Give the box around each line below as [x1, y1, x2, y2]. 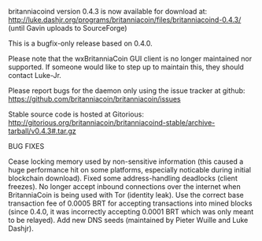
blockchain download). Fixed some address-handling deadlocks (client [8, 173, 238, 183]
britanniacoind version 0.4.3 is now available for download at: [8, 7, 208, 16]
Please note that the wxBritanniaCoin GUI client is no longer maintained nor [8, 54, 253, 63]
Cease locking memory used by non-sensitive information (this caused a [8, 157, 244, 166]
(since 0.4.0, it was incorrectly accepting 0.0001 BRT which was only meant [8, 207, 254, 216]
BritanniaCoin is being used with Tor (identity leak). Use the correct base [8, 191, 244, 199]
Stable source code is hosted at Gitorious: [8, 109, 144, 119]
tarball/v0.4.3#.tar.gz [8, 126, 76, 135]
